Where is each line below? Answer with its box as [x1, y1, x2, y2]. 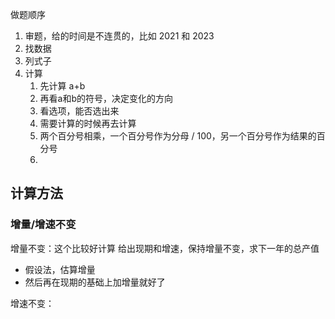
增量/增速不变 [10, 218, 77, 232]
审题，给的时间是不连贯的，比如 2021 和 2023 [24, 30, 215, 42]
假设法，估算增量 [24, 263, 96, 275]
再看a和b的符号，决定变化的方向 [39, 93, 174, 104]
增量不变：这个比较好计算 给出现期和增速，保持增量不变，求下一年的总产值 [10, 242, 320, 254]
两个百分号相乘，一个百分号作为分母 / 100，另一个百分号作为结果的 [39, 130, 317, 142]
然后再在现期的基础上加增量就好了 [24, 276, 166, 288]
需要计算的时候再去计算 [39, 118, 137, 129]
